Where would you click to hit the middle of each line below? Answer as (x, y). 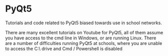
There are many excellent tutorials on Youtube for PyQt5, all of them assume (84, 32)
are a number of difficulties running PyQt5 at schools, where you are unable (84, 43)
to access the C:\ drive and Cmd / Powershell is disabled (64, 48)
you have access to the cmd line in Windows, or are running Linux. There (81, 38)
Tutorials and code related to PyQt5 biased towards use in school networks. (84, 23)
